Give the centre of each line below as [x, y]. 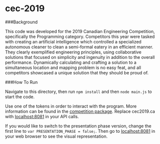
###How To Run [22, 82]
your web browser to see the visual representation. [56, 136]
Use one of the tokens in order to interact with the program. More [71, 106]
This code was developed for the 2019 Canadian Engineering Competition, [80, 31]
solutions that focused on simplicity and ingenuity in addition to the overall [80, 57]
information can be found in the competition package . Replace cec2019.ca [80, 111]
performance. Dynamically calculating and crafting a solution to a [71, 62]
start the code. [20, 97]
